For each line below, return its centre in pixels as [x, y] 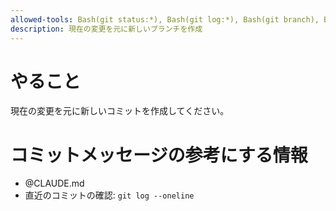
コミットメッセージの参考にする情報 [159, 155]
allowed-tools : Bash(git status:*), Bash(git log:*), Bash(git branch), [165, 19]
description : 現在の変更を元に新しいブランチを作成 [106, 29]
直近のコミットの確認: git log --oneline [109, 195]
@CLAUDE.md [54, 183]
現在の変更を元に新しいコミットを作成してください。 [120, 111]
